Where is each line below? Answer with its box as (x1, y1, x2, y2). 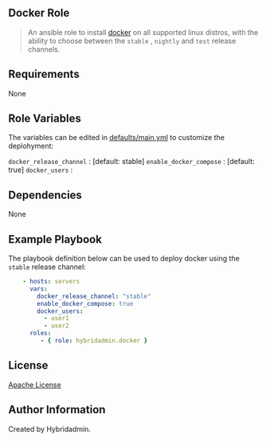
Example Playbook (8, 233, 102, 246)
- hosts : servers (22, 278, 80, 286)
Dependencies (8, 188, 82, 201)
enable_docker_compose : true (37, 299, 134, 307)
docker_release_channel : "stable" (37, 292, 151, 300)
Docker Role (8, 6, 70, 20)
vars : (29, 284, 48, 293)
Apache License (8, 380, 61, 389)
